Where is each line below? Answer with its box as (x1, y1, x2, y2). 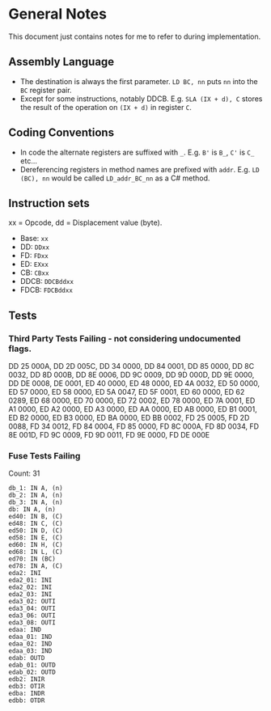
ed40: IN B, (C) (8, 513, 63, 521)
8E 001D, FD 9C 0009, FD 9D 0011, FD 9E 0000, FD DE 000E (8, 430, 210, 440)
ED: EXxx (19, 260, 49, 269)
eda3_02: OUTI (8, 598, 57, 606)
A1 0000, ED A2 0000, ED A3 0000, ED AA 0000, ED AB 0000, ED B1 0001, (8, 404, 257, 414)
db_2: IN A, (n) (8, 491, 63, 500)
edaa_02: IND (8, 640, 53, 648)
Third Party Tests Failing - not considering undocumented (8, 332, 241, 344)
